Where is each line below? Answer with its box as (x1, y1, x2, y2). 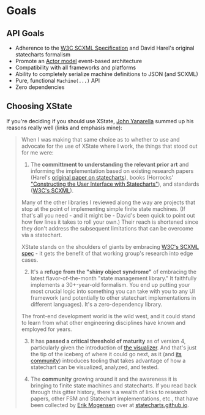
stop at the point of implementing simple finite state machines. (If (21, 205, 185, 212)
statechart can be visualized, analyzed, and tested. (30, 363, 159, 371)
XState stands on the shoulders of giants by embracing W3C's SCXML (21, 243, 199, 250)
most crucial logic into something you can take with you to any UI (30, 287, 195, 295)
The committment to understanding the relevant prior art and (30, 161, 189, 168)
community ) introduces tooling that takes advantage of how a (30, 357, 186, 364)
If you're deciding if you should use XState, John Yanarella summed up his (6, 117, 194, 124)
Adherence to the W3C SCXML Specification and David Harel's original (15, 44, 195, 51)
